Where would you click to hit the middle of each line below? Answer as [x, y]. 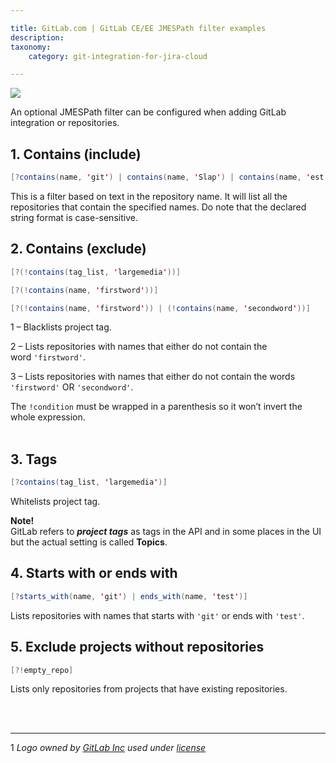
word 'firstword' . [48, 357]
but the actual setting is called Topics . [89, 542]
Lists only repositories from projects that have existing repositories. [149, 689]
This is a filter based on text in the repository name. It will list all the [149, 196]
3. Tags [34, 459]
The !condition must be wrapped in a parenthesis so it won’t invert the [156, 407]
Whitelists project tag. [55, 502]
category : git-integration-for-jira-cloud [118, 56]
